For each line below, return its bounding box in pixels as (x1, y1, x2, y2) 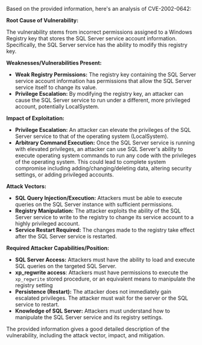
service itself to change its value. (14, 84, 98, 91)
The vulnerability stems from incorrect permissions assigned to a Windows (6, 28, 192, 36)
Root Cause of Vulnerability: (6, 17, 79, 23)
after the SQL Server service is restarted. (14, 233, 118, 240)
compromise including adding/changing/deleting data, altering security (14, 165, 192, 172)
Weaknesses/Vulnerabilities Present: (6, 60, 102, 66)
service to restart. (14, 301, 60, 308)
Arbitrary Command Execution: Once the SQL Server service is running (14, 139, 195, 146)
